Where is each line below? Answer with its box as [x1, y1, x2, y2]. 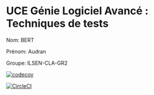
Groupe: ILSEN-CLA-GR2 [6, 59, 68, 66]
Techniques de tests [6, 17, 109, 30]
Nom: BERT [6, 36, 34, 43]
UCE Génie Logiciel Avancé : [6, 4, 149, 18]
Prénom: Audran [6, 47, 46, 55]
